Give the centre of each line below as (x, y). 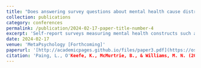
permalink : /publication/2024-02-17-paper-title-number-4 (80, 28)
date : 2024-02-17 (28, 39)
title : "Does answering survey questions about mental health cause (93, 12)
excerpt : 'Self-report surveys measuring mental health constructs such (99, 34)
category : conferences (34, 22)
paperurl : (19, 50)
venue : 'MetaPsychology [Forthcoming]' (56, 45)
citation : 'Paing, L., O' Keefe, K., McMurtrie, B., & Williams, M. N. (96, 56)
